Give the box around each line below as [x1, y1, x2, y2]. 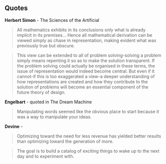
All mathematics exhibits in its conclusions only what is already [16, 27, 146, 33]
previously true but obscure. [16, 42, 75, 49]
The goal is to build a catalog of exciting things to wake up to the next [16, 148, 160, 154]
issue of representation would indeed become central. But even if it [16, 68, 155, 74]
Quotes [4, 4, 28, 12]
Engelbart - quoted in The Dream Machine [4, 99, 92, 105]
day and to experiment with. [16, 153, 75, 159]
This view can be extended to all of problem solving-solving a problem [16, 52, 162, 58]
